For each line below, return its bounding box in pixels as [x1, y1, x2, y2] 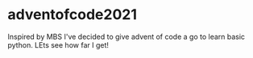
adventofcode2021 [7, 6, 138, 24]
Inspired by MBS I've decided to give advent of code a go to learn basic [7, 32, 246, 41]
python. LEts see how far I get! [7, 40, 110, 49]
